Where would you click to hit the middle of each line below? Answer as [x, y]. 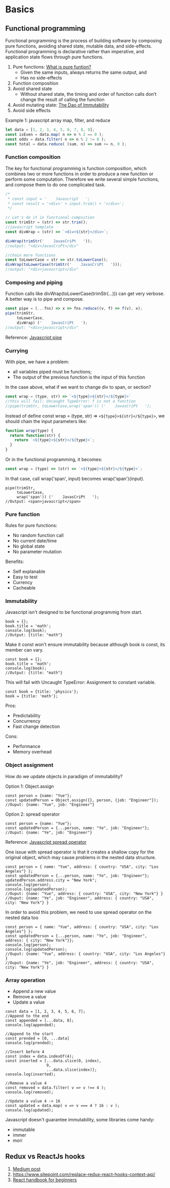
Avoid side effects [32, 110]
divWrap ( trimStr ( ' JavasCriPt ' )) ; [49, 241]
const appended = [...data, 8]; [40, 1020]
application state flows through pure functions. [54, 57]
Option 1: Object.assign [30, 786]
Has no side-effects [41, 78]
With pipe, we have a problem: [37, 362]
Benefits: [15, 561]
